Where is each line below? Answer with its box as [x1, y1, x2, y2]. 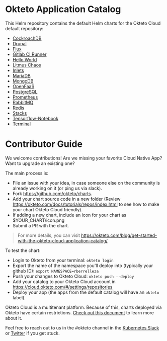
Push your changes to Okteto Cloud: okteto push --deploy [12, 273, 134, 279]
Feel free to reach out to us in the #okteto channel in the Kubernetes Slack [5, 324, 159, 330]
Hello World [12, 56, 37, 62]
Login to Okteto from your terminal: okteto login [12, 257, 114, 263]
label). [12, 294, 26, 300]
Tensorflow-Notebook [12, 115, 59, 121]
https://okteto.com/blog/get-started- [81, 232, 157, 238]
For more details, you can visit [17, 232, 80, 238]
